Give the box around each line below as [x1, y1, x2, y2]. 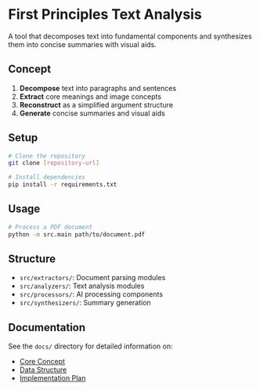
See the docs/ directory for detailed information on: [8, 341, 174, 351]
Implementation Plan [19, 374, 86, 383]
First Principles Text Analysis [8, 5, 202, 24]
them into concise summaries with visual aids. [8, 39, 157, 49]
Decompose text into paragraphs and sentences [19, 83, 177, 93]
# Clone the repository [8, 151, 86, 160]
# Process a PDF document [8, 223, 92, 231]
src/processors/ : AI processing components [19, 290, 163, 299]
